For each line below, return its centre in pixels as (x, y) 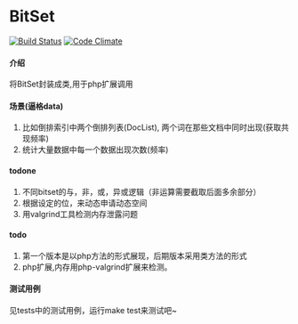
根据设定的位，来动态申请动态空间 (85, 203)
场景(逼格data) (36, 106)
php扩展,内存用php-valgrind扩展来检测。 (97, 267)
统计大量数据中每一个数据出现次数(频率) (95, 150)
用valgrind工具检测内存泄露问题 (80, 214)
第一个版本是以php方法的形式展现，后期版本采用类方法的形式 (134, 255)
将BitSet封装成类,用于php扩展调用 (71, 84)
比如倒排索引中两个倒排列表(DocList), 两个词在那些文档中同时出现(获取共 (155, 127)
